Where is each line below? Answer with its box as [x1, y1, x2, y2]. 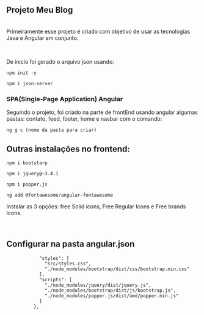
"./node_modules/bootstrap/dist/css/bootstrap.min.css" [45, 266, 190, 272]
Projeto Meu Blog [6, 5, 73, 15]
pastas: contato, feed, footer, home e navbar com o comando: [6, 115, 162, 123]
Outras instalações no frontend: [6, 143, 130, 154]
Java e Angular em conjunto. [6, 34, 79, 42]
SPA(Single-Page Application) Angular [6, 94, 123, 103]
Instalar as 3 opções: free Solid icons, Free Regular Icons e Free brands [6, 202, 186, 210]
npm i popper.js [6, 181, 48, 188]
